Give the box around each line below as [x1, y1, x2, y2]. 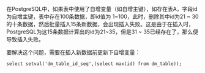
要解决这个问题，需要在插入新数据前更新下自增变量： [6, 49, 141, 56]
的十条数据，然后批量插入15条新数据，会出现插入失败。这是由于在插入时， [6, 21, 194, 27]
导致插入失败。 [6, 36, 44, 43]
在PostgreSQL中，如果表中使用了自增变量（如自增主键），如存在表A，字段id [6, 5, 198, 12]
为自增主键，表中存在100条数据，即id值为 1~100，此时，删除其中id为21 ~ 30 [6, 13, 199, 20]
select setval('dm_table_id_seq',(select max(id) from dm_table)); [6, 61, 182, 67]
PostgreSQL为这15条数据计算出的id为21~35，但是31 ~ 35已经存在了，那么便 [6, 28, 199, 35]
